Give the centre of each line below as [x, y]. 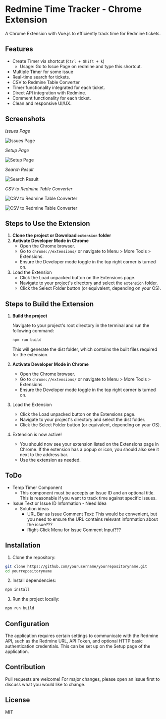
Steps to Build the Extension [50, 304]
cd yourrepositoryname [28, 571]
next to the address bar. [44, 455]
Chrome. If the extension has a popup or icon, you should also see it [89, 449]
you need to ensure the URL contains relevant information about [92, 519]
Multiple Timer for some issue [43, 72]
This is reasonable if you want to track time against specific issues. [88, 498]
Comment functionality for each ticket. [52, 98]
